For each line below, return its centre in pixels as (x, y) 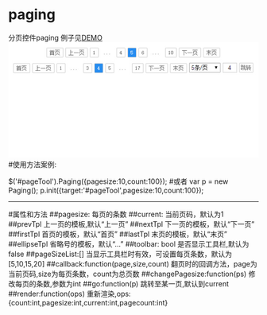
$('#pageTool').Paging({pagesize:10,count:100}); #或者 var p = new (118, 181)
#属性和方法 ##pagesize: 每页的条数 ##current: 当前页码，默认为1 (116, 214)
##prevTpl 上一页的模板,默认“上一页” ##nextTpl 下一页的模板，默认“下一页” (132, 224)
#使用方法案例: (33, 164)
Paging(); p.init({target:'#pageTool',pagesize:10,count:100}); (106, 190)
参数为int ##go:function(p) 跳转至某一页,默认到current (140, 283)
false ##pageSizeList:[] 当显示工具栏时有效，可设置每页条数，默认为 (120, 254)
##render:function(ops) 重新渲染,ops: (70, 294)
